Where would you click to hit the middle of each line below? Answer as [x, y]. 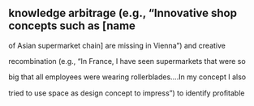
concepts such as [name [72, 26]
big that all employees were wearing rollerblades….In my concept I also [127, 77]
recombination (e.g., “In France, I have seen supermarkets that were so [127, 61]
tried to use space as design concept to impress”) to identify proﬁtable [127, 93]
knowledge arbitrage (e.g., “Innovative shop [123, 13]
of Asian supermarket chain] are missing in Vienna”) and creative [117, 45]
